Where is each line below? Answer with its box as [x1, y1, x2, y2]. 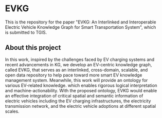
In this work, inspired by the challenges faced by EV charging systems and [5, 57, 155, 62]
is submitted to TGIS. [5, 29, 47, 35]
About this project [5, 43, 61, 52]
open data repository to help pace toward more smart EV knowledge [5, 72, 143, 78]
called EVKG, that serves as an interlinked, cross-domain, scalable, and [5, 67, 148, 73]
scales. [5, 108, 19, 114]
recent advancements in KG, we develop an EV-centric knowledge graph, [5, 61, 152, 67]
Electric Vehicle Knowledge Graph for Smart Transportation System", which [5, 24, 156, 30]
